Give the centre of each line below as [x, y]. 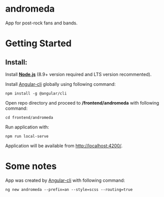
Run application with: [27, 127]
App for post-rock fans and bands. [41, 23]
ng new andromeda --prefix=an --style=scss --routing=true [69, 189]
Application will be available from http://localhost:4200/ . [64, 146]
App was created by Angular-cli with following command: [65, 180]
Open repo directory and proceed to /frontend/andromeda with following [82, 103]
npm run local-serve [27, 136]
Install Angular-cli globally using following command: [60, 84]
